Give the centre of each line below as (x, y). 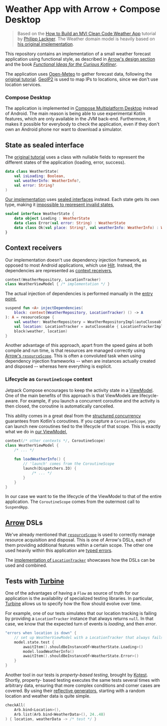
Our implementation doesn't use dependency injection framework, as (76, 260)
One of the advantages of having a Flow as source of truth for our (72, 593)
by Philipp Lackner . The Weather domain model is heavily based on (86, 39)
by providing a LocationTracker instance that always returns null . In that (79, 619)
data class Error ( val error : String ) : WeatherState (70, 223)
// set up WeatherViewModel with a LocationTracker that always (82, 637)
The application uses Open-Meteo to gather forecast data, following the (79, 74)
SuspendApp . (17, 507)
